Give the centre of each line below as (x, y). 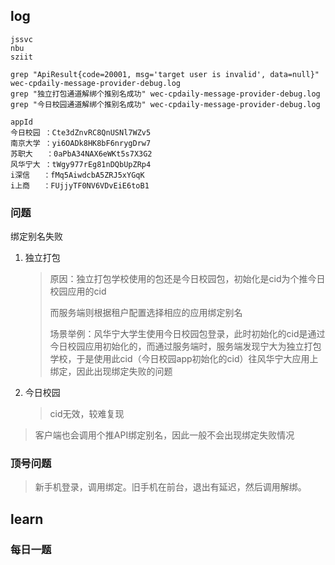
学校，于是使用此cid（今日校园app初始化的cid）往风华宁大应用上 (184, 359)
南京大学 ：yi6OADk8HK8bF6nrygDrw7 (81, 143)
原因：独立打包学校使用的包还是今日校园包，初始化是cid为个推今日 (187, 279)
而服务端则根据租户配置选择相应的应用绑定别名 (146, 313)
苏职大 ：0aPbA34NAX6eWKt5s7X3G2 (81, 154)
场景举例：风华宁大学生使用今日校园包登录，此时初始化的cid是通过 (187, 334)
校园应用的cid (78, 291)
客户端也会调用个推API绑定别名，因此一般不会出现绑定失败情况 (164, 435)
